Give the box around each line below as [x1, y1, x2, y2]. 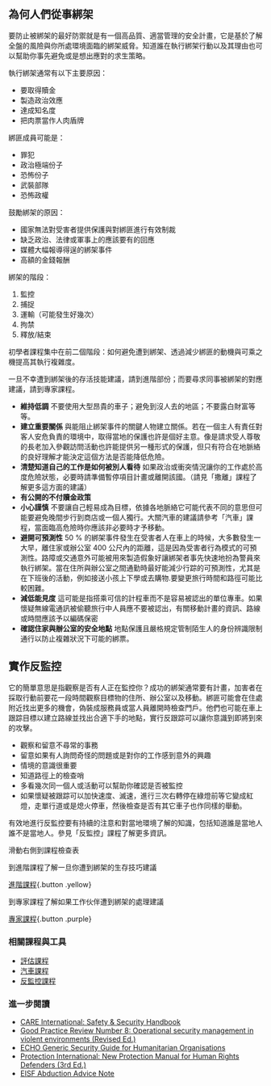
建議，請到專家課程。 [8, 384, 79, 394]
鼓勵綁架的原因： [8, 207, 65, 217]
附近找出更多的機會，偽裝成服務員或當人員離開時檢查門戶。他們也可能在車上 [8, 702, 263, 713]
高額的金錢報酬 [19, 255, 70, 264]
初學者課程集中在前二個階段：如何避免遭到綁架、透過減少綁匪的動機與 [8, 347, 242, 356]
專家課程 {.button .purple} [8, 914, 92, 924]
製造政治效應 [19, 95, 63, 105]
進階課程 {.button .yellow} [8, 879, 92, 889]
